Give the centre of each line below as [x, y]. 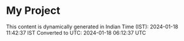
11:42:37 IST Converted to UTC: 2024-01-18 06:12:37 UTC [76, 32]
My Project [33, 11]
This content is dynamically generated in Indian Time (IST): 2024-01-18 [92, 27]
